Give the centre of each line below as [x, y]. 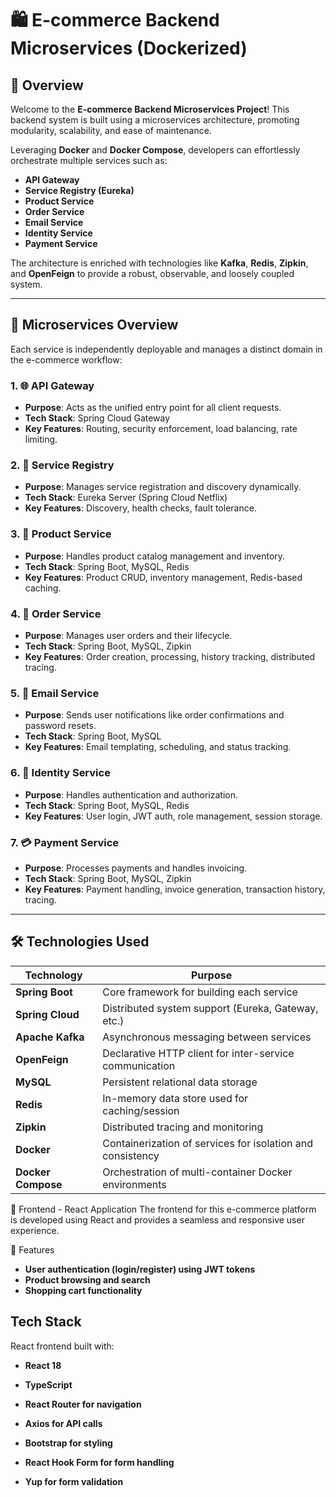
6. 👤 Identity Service [60, 773]
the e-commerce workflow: [66, 359]
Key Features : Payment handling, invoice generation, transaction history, [175, 889]
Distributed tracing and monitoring [183, 1127]
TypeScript [48, 1384]
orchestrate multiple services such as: [89, 160]
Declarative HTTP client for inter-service [198, 1053]
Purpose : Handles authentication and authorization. [131, 794]
